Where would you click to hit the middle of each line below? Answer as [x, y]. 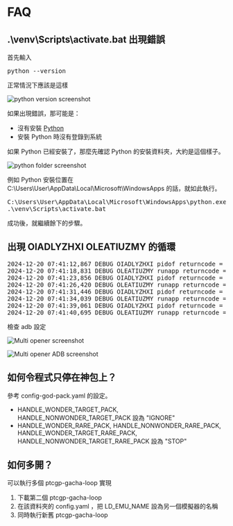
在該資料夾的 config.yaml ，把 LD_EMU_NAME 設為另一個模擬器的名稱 [118, 507]
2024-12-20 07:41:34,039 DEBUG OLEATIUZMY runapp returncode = [117, 298]
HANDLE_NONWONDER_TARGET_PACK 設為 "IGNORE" [96, 418]
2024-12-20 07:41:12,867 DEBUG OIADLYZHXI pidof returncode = [115, 264]
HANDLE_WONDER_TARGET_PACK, [68, 409]
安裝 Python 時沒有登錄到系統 [60, 137]
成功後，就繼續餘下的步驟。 [47, 223]
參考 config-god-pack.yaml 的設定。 [59, 396]
